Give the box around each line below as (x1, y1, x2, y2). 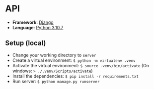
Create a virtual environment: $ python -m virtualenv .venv (12, 57, 136, 63)
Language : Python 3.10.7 (12, 24, 64, 30)
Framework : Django (12, 19, 54, 25)
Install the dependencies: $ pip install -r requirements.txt (12, 73, 139, 79)
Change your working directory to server (12, 52, 96, 58)
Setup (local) (5, 39, 46, 47)
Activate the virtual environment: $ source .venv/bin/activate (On (12, 62, 150, 68)
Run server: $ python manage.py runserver (12, 78, 100, 84)
